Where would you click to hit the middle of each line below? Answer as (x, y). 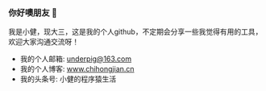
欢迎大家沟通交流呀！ (44, 42)
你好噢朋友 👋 (33, 12)
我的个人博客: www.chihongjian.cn (77, 69)
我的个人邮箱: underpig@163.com (76, 59)
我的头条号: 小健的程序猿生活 (68, 79)
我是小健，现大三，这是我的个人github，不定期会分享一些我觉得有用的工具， (135, 32)
